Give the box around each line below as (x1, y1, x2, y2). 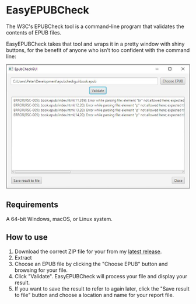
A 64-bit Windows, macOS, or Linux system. (6, 215, 113, 222)
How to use (6, 232, 48, 243)
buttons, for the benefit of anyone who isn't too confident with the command (6, 46, 190, 53)
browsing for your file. (14, 267, 68, 274)
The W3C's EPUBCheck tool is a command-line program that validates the (6, 23, 185, 30)
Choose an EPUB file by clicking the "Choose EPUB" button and (14, 260, 168, 267)
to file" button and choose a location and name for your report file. (14, 291, 174, 298)
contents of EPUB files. (6, 29, 62, 36)
